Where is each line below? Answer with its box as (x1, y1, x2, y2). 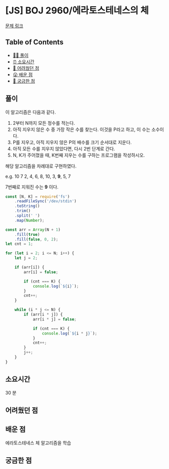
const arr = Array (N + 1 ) (5, 227, 60, 232)
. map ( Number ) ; (14, 218, 45, 223)
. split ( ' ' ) (14, 213, 40, 218)
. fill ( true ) (14, 232, 40, 237)
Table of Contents (5, 38, 64, 47)
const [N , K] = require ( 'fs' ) (5, 194, 70, 199)
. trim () (14, 209, 31, 214)
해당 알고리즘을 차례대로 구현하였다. (5, 163, 77, 169)
